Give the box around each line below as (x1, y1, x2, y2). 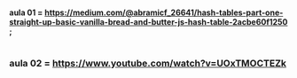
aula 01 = (9, 7, 43, 18)
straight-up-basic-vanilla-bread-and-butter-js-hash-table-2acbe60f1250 (9, 16, 288, 27)
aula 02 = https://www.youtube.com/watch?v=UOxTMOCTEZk (9, 57, 286, 69)
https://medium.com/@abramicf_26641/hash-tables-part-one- (43, 7, 284, 18)
